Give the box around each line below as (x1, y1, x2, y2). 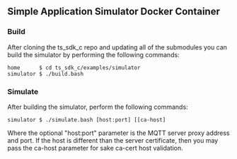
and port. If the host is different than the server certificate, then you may (7, 136, 219, 144)
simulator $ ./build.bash (7, 70, 83, 77)
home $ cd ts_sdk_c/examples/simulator (7, 64, 141, 71)
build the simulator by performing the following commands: (7, 50, 180, 59)
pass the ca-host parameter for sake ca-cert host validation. (7, 143, 184, 152)
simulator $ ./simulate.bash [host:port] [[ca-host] (7, 116, 166, 123)
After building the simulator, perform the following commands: (7, 102, 189, 111)
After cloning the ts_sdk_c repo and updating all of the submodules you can (7, 42, 228, 52)
